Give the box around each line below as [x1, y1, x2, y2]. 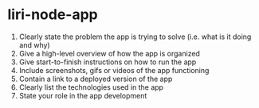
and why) [18, 40, 50, 49]
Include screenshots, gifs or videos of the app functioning [18, 65, 210, 75]
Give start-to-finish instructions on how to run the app [18, 57, 197, 67]
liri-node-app [7, 6, 98, 24]
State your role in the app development [18, 91, 147, 100]
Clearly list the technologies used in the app [18, 82, 164, 92]
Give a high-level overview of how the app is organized [18, 48, 201, 58]
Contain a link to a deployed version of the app [18, 74, 173, 83]
